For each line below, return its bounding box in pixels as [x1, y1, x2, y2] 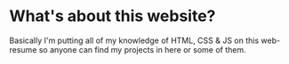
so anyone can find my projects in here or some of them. [38, 44, 246, 54]
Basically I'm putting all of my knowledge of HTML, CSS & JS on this [9, 35, 260, 46]
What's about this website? [9, 6, 216, 26]
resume [9, 44, 37, 54]
